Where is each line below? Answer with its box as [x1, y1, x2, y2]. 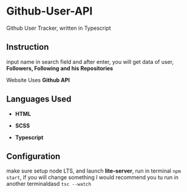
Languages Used [6, 94, 72, 105]
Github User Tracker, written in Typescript [6, 24, 111, 32]
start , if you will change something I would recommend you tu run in [6, 174, 179, 181]
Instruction [6, 42, 49, 52]
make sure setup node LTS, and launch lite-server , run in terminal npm [6, 167, 181, 174]
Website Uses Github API [6, 76, 70, 83]
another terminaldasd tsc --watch [6, 180, 92, 188]
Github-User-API [6, 4, 93, 18]
